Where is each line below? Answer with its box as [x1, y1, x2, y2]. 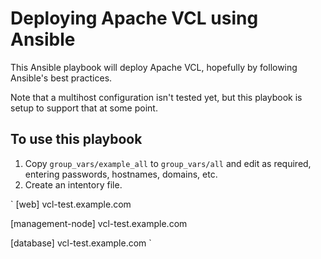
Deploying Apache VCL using [10, 7, 259, 30]
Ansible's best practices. [10, 72, 113, 84]
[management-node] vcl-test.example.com [10, 217, 188, 229]
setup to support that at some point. [10, 102, 158, 114]
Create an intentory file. [24, 178, 123, 191]
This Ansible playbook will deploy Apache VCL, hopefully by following [10, 61, 298, 73]
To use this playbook [10, 131, 143, 148]
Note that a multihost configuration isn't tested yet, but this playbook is [10, 91, 303, 103]
